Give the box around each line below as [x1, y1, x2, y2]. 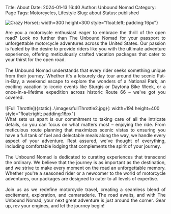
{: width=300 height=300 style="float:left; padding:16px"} [36, 20, 159, 25]
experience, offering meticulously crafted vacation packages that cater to [5, 51, 166, 57]
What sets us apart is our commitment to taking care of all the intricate [5, 116, 166, 122]
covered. [5, 94, 24, 100]
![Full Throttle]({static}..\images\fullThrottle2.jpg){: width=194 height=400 [5, 105, 160, 111]
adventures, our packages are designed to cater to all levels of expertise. [5, 176, 159, 181]
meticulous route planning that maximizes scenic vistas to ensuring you [5, 127, 166, 133]
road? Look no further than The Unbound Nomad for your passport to [5, 35, 166, 41]
